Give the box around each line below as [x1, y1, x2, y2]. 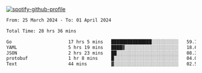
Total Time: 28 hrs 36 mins [6, 28, 77, 34]
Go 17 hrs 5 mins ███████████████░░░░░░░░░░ [6, 39, 179, 45]
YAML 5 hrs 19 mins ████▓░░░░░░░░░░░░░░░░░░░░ [6, 44, 179, 50]
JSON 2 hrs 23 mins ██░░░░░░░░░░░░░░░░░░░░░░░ [6, 50, 179, 56]
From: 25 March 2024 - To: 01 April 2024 [6, 17, 112, 23]
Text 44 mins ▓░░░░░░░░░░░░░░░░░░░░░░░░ [6, 61, 179, 67]
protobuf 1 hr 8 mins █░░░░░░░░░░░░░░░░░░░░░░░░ [6, 56, 179, 62]
